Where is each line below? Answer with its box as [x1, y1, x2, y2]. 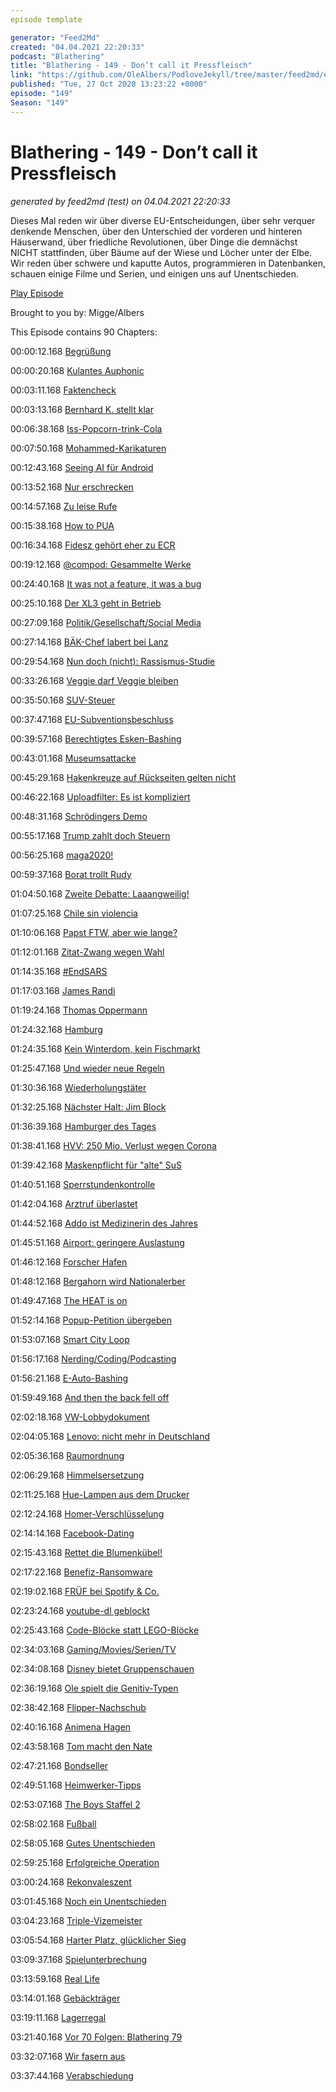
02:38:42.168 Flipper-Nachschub [10, 1701, 147, 1713]
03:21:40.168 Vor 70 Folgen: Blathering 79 [10, 2031, 183, 2043]
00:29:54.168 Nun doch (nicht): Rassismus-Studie [10, 655, 216, 667]
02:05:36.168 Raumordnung [10, 1449, 125, 1461]
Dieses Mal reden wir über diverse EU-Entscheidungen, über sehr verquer [10, 214, 316, 226]
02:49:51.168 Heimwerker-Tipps [10, 1779, 142, 1791]
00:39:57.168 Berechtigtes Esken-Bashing [10, 732, 182, 745]
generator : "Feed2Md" [10, 32, 101, 43]
